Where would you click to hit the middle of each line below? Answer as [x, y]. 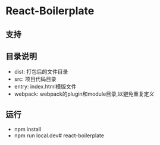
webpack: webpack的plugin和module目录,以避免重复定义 [84, 94]
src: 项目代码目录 [35, 79]
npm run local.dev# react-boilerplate [59, 135]
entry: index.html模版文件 [45, 87]
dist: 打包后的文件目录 [41, 72]
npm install [28, 130]
